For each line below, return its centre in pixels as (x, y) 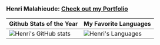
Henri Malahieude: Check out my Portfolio (67, 9)
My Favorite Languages (117, 24)
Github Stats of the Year (44, 24)
